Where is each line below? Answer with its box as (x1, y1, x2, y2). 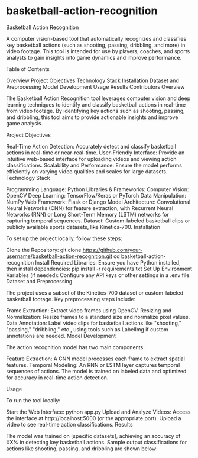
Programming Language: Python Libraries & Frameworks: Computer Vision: (6, 185, 189, 193)
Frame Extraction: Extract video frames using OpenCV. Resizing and (6, 307, 172, 314)
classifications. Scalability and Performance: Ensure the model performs (6, 162, 182, 169)
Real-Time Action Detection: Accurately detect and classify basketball (6, 143, 176, 150)
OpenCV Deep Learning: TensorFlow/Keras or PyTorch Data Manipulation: (6, 192, 186, 199)
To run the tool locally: (6, 396, 61, 404)
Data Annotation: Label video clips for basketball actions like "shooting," (6, 320, 181, 327)
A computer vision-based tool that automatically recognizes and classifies (6, 35, 187, 42)
